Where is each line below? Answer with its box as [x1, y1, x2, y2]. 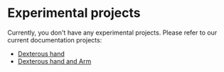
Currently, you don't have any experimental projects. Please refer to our [7, 28, 218, 37]
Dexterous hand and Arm [17, 56, 92, 65]
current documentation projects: [7, 35, 102, 44]
